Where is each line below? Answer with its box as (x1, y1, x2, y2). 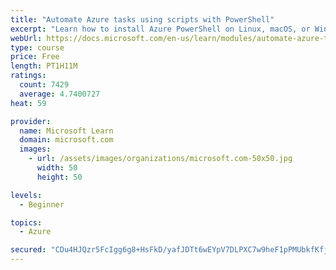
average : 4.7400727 (19, 89, 101, 99)
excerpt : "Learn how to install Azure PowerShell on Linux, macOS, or (10, 24, 311, 34)
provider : (10, 116, 52, 126)
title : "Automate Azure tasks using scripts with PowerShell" (10, 14, 275, 25)
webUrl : (10, 33, 43, 43)
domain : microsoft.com (19, 135, 114, 145)
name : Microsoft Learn (19, 126, 114, 136)
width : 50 (36, 163, 78, 173)
